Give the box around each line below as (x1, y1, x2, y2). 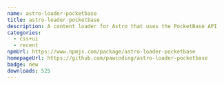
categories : (7, 29, 41, 36)
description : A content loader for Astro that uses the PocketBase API (7, 23, 217, 29)
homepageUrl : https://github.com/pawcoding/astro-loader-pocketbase (7, 55, 208, 62)
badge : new (7, 61, 39, 68)
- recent (13, 42, 39, 49)
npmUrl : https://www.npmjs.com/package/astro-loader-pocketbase (7, 49, 196, 56)
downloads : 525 (7, 67, 51, 74)
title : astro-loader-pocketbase (7, 16, 100, 23)
